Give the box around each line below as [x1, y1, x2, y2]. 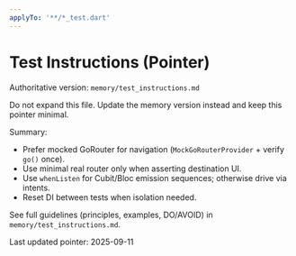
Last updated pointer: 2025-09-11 [9, 236, 134, 247]
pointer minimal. [9, 109, 69, 120]
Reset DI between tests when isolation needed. [22, 191, 197, 203]
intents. [22, 182, 51, 193]
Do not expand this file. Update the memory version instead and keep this [9, 99, 283, 110]
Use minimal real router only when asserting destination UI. [22, 163, 242, 174]
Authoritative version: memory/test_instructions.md [9, 82, 200, 93]
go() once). [22, 153, 66, 164]
